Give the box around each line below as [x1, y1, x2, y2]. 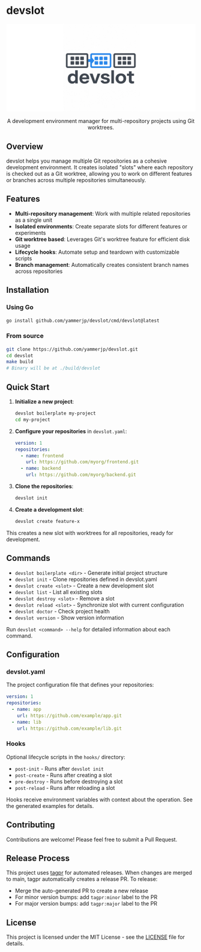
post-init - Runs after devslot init [14, 765, 104, 772]
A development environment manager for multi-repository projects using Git [7, 117, 195, 125]
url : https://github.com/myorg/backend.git [26, 472, 136, 478]
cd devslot [6, 352, 34, 359]
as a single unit [14, 216, 53, 224]
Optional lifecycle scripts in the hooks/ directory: [6, 753, 125, 760]
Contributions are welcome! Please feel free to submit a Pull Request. [6, 836, 178, 843]
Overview [6, 141, 44, 151]
